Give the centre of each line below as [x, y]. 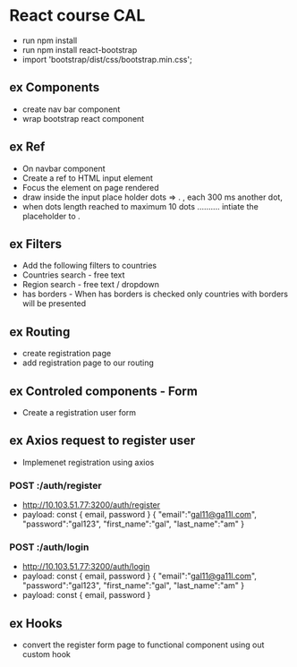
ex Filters [36, 244]
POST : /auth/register [55, 485]
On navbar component [64, 168]
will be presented [54, 304]
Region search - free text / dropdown [90, 285]
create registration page [67, 354]
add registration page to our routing [88, 363]
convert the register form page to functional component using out [143, 645]
